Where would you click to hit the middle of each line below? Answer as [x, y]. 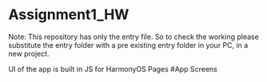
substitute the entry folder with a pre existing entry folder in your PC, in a [128, 45]
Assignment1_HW [69, 15]
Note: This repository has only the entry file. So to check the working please [134, 37]
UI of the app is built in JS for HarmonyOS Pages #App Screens [113, 68]
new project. [29, 53]
